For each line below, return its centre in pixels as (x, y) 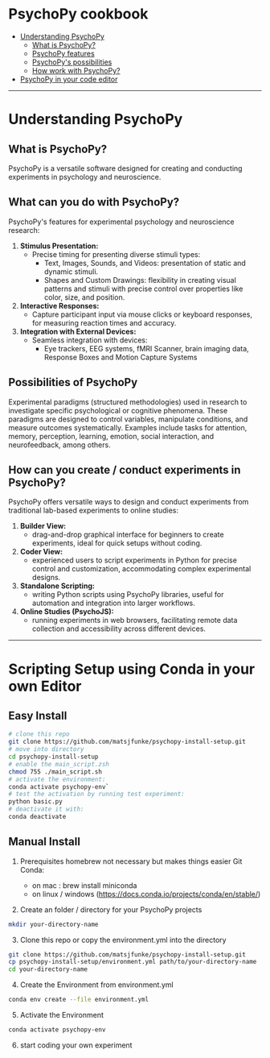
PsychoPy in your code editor (69, 79)
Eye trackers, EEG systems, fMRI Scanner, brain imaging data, (146, 348)
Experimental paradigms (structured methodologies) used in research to (128, 402)
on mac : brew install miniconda (84, 885)
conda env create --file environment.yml (79, 1000)
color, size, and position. (84, 297)
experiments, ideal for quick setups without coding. (117, 543)
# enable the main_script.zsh (59, 764)
